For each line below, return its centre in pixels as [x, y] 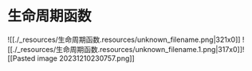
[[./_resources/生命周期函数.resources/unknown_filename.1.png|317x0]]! [126, 49]
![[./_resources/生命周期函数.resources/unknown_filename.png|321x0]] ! [126, 39]
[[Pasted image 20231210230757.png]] [71, 58]
